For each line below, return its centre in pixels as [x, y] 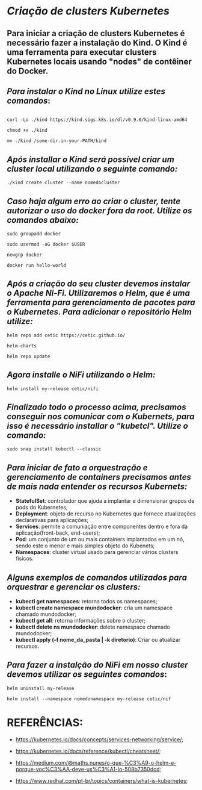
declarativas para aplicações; [52, 520]
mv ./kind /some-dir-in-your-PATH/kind [57, 141]
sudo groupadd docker [34, 234]
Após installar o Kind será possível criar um [91, 159]
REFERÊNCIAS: [45, 723]
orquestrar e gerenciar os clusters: [74, 587]
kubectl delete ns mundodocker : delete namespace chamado [93, 627]
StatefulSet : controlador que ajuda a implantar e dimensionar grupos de [105, 501]
